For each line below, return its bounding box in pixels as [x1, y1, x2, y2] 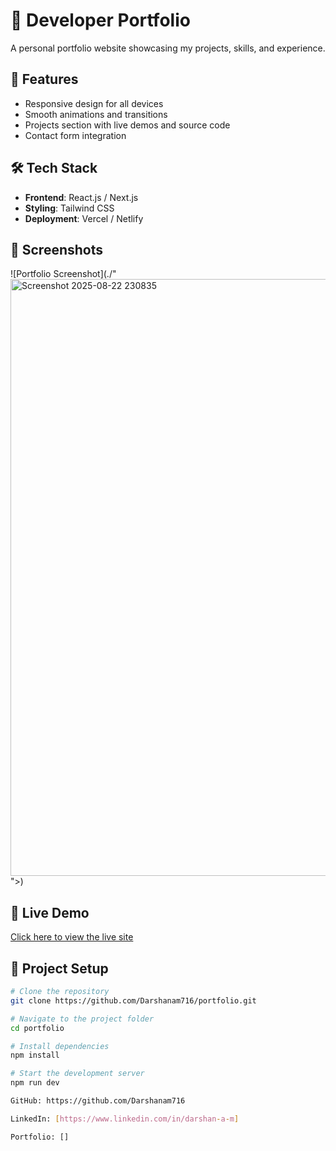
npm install [10, 1050, 60, 1061]
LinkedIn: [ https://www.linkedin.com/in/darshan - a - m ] [10, 1114, 240, 1124]
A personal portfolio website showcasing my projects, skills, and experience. [10, 42, 326, 54]
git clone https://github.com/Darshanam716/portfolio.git [10, 995, 257, 1006]
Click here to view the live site [10, 931, 134, 943]
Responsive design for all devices [24, 97, 164, 109]
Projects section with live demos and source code [24, 119, 231, 131]
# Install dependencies [10, 1041, 110, 1051]
